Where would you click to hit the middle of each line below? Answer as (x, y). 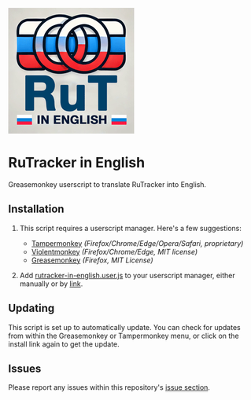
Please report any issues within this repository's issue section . (109, 387)
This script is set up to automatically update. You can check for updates (125, 327)
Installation (36, 209)
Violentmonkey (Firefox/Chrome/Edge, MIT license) (114, 251)
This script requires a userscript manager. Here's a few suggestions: (131, 228)
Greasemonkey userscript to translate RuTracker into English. (107, 184)
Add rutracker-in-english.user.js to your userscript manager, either (127, 275)
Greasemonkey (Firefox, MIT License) (92, 260)
